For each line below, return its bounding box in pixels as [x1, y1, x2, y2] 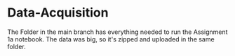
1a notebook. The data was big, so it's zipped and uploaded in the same [7, 35, 215, 43]
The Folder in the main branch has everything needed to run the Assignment [7, 28, 228, 36]
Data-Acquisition [7, 5, 109, 21]
